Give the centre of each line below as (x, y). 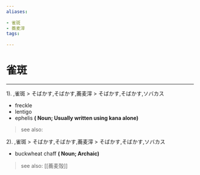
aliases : (17, 12)
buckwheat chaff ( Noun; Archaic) (57, 153)
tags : (13, 34)
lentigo (23, 112)
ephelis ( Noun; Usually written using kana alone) (76, 118)
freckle (24, 105)
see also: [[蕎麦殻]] (44, 166)
